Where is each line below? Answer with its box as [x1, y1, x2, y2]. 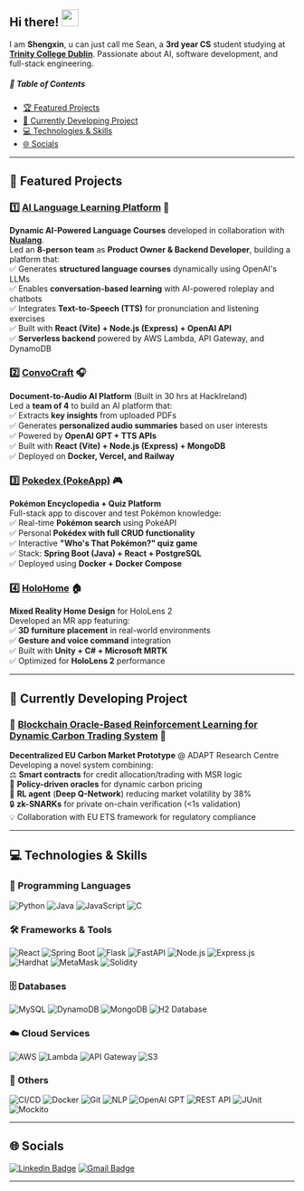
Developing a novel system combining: [9, 759, 154, 770]
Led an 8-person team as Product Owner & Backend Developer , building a [9, 244, 291, 255]
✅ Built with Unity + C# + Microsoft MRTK [9, 645, 168, 656]
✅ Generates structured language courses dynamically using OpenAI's [9, 263, 278, 274]
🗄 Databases [9, 979, 67, 992]
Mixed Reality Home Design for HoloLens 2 [9, 605, 173, 616]
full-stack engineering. [9, 58, 94, 69]
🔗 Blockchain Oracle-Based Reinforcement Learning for [9, 718, 258, 730]
